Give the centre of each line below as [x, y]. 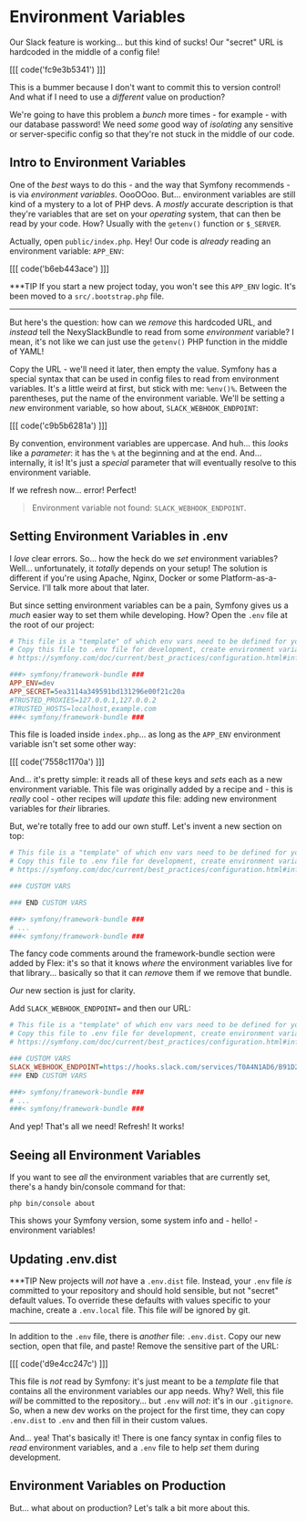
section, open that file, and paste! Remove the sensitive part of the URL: [144, 1346]
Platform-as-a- [249, 578]
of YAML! [27, 351]
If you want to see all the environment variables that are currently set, [140, 1177]
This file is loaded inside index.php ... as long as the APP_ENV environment [145, 734]
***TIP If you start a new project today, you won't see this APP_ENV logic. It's [153, 286]
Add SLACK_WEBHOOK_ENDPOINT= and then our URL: [100, 1008]
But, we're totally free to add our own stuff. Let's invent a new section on [146, 826]
